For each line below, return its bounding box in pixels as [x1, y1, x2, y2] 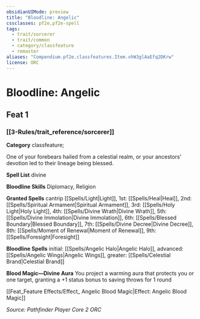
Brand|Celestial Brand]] [6, 258, 65, 265]
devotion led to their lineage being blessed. [6, 160, 114, 167]
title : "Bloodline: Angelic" [6, 15, 80, 21]
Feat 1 [6, 110, 29, 120]
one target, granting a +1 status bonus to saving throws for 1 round [6, 276, 172, 283]
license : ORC [6, 59, 39, 65]
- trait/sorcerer [11, 31, 56, 38]
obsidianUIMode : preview [6, 8, 69, 15]
